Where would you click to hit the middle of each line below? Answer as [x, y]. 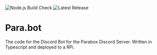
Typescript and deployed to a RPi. [40, 47]
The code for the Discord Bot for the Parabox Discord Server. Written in [78, 41]
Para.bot [23, 28]
